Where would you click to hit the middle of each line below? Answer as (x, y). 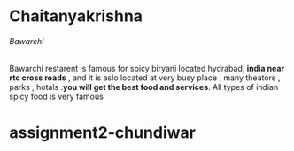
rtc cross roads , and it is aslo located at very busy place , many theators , (145, 78)
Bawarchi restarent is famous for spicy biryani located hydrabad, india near (147, 69)
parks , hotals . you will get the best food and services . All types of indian (144, 87)
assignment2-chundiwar (103, 132)
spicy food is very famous (56, 97)
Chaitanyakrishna (76, 16)
